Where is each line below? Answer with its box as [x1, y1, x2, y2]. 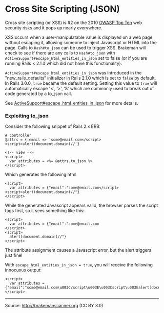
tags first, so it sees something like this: [5, 208, 85, 214]
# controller [5, 133, 32, 138]
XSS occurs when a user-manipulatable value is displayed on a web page [5, 34, 153, 40]
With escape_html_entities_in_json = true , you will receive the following [5, 262, 153, 268]
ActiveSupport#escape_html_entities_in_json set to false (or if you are [5, 55, 147, 61]
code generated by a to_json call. [5, 91, 72, 96]
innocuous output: [5, 267, 42, 273]
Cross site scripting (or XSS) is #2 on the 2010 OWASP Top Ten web [5, 20, 142, 25]
